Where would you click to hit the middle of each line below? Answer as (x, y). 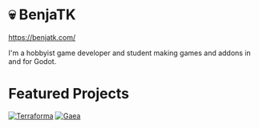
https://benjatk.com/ (42, 37)
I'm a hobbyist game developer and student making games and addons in (129, 53)
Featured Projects (69, 94)
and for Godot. (32, 61)
